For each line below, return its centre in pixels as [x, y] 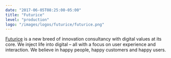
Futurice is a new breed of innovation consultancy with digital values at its [83, 39]
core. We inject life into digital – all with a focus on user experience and [80, 45]
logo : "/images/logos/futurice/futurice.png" [55, 24]
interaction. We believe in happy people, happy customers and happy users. [86, 50]
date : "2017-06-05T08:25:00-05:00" [43, 10]
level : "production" [27, 20]
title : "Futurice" [25, 15]
